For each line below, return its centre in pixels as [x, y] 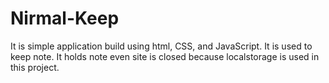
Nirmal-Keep [65, 18]
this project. [35, 67]
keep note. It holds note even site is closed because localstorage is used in [165, 56]
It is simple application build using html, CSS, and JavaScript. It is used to [161, 46]
